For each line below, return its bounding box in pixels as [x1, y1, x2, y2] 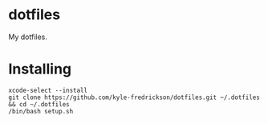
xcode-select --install [8, 86, 88, 94]
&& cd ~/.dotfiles [8, 100, 70, 109]
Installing [8, 60, 72, 78]
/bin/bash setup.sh [8, 107, 74, 115]
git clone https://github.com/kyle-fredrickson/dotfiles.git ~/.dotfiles [8, 93, 261, 101]
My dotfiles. [8, 32, 48, 42]
